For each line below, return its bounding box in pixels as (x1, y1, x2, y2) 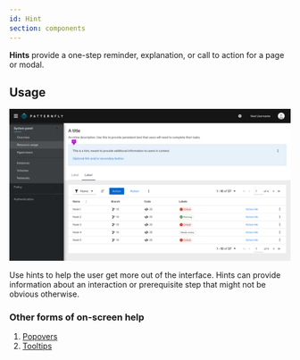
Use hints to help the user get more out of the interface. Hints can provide (9, 270, 281, 280)
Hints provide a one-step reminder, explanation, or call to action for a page (9, 49, 285, 60)
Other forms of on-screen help (9, 311, 145, 323)
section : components (9, 23, 87, 33)
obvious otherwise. (9, 289, 80, 299)
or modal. (9, 59, 45, 70)
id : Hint (9, 14, 42, 23)
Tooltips (21, 340, 53, 352)
